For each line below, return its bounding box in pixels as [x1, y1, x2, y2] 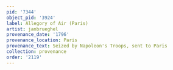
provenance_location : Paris [6, 37, 78, 43]
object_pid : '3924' [6, 15, 56, 21]
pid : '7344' [6, 9, 37, 15]
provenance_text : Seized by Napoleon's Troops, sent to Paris [6, 43, 168, 49]
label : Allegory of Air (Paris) [6, 20, 88, 26]
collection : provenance [6, 49, 67, 55]
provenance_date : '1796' [6, 32, 69, 38]
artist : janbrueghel [6, 26, 59, 32]
